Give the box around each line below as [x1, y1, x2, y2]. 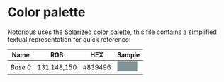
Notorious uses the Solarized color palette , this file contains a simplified [7, 28, 218, 36]
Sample [116, 51, 140, 59]
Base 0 [10, 63, 32, 71]
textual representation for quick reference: [7, 35, 131, 43]
